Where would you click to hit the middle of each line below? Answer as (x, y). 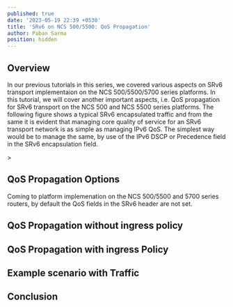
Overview (29, 68)
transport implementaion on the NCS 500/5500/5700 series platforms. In (111, 92)
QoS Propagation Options (64, 180)
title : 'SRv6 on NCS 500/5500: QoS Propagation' (79, 27)
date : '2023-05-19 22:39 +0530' (54, 20)
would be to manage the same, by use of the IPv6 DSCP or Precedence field (116, 136)
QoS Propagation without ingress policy (95, 226)
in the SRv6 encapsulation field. (53, 144)
